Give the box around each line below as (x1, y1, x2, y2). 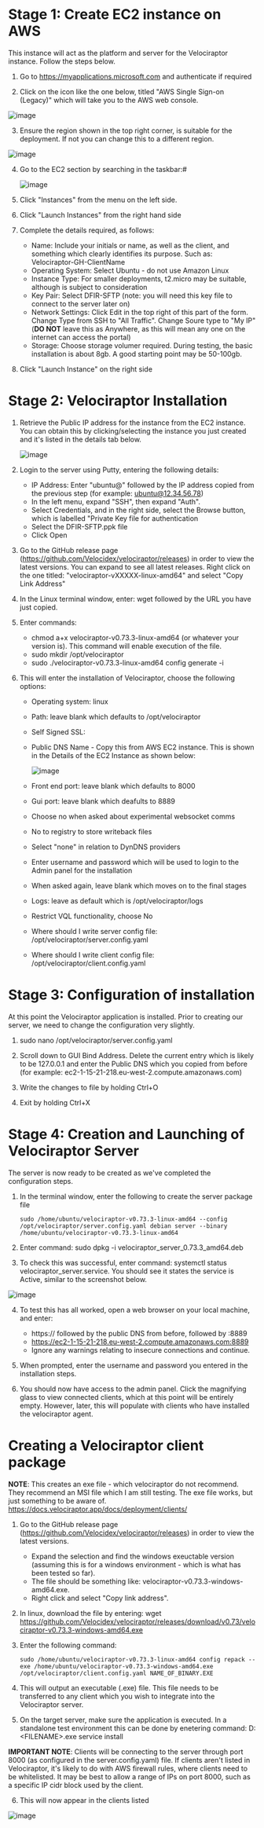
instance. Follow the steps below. (8, 57, 115, 66)
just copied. (19, 603, 58, 612)
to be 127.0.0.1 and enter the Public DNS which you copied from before (19, 1059, 247, 1068)
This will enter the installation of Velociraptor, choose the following (19, 673, 236, 683)
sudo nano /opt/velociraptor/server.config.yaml (19, 1035, 173, 1045)
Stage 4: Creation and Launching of (8, 1126, 245, 1143)
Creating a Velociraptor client (8, 1436, 204, 1454)
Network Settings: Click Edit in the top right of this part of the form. (31, 307, 249, 317)
